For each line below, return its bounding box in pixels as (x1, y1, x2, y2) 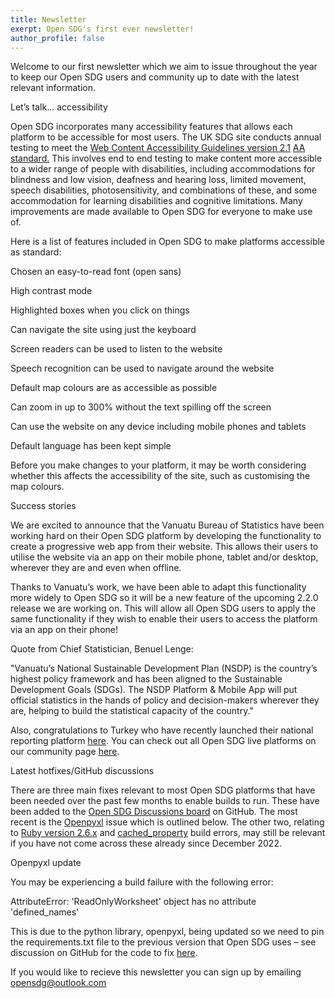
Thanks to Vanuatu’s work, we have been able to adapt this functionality (10, 581, 307, 593)
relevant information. (10, 82, 97, 94)
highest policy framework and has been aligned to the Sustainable (10, 673, 283, 685)
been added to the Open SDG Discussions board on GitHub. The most (10, 806, 298, 818)
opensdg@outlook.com (10, 977, 107, 989)
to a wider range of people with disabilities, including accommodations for (10, 163, 316, 175)
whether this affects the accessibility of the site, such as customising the (10, 470, 311, 482)
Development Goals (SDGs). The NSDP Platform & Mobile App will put (10, 684, 298, 696)
